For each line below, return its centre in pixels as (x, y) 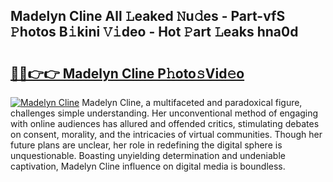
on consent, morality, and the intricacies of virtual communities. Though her (166, 134)
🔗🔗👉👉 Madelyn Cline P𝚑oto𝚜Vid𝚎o (127, 73)
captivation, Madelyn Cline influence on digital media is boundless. (148, 166)
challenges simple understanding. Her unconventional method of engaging (164, 113)
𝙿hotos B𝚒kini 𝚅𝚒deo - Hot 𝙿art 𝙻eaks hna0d (154, 32)
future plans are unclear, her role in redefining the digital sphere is (146, 145)
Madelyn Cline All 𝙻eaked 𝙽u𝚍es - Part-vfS (148, 16)
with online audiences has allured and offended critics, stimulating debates (165, 123)
